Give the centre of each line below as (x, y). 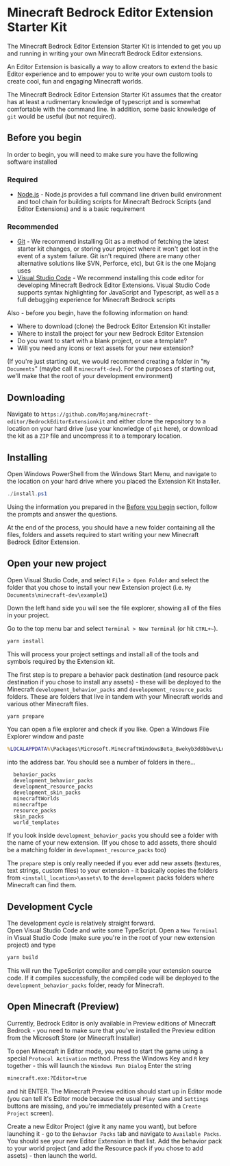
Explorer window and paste (46, 736)
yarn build (23, 958)
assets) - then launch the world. (52, 1155)
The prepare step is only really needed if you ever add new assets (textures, (114, 863)
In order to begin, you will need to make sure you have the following (103, 154)
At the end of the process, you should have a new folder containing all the (111, 527)
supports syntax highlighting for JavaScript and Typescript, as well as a (118, 293)
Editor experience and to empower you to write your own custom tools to (110, 74)
